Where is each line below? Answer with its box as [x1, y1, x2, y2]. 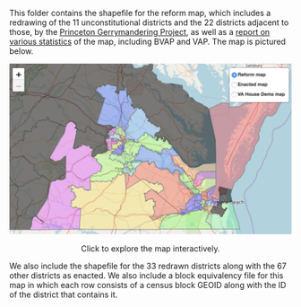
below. [9, 46, 34, 57]
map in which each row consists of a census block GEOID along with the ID [9, 280, 287, 291]
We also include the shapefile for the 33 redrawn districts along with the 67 [9, 260, 287, 272]
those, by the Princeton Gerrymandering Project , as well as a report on [9, 27, 271, 37]
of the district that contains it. [9, 289, 118, 300]
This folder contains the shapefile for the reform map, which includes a [9, 8, 271, 18]
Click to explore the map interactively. [81, 243, 220, 254]
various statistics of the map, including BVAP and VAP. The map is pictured [9, 36, 287, 47]
